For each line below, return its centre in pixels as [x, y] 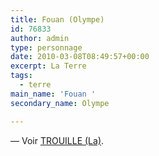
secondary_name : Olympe [60, 103]
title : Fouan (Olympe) [57, 19]
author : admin [40, 38]
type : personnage [46, 47]
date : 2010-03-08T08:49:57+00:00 [80, 57]
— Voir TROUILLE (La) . [57, 140]
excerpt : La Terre [48, 66]
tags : [21, 76]
